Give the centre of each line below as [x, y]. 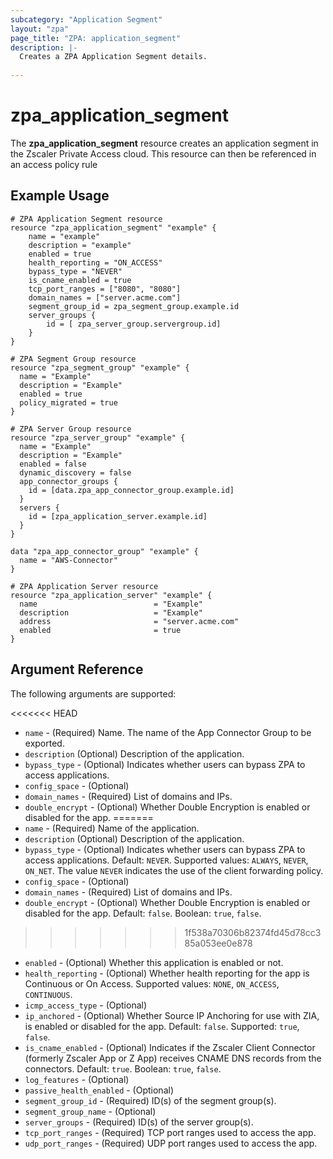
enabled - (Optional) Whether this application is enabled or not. [154, 962]
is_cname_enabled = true [80, 280]
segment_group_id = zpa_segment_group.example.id [134, 306]
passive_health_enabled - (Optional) [99, 1090]
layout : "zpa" [40, 29]
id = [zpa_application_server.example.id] [118, 516]
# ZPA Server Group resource [71, 429]
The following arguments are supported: [93, 693]
